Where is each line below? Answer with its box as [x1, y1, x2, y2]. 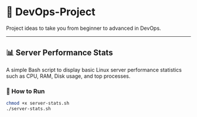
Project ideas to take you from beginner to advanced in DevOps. [6, 25, 161, 32]
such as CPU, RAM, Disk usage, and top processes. [6, 73, 131, 80]
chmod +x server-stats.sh [6, 101, 69, 106]
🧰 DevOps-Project [6, 5, 96, 19]
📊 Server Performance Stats [6, 48, 113, 58]
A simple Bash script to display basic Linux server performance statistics [6, 66, 182, 73]
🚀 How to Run [6, 87, 45, 95]
